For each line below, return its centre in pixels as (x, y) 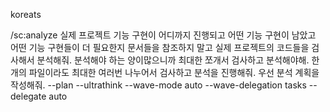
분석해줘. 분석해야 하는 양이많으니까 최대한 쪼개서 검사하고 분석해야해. (173, 60)
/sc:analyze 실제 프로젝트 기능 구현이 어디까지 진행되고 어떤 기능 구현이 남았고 (163, 35)
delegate (28, 96)
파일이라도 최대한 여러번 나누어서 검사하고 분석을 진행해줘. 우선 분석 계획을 (174, 72)
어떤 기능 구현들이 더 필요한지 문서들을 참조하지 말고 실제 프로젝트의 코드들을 (160, 47)
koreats (26, 14)
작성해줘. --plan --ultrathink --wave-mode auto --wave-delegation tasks (158, 85)
